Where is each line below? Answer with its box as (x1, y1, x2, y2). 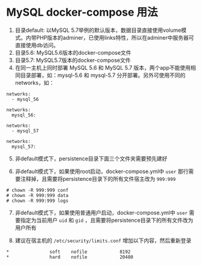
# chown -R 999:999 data (6, 192, 69, 198)
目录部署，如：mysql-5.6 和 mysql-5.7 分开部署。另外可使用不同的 (20, 72, 186, 79)
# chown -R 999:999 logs (6, 198, 69, 204)
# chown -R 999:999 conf (6, 187, 69, 193)
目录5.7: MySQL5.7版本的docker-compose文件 (14, 56, 131, 64)
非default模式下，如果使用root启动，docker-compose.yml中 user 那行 (14, 168, 189, 175)
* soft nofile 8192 (6, 249, 131, 255)
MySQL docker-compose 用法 (6, 5, 158, 19)
